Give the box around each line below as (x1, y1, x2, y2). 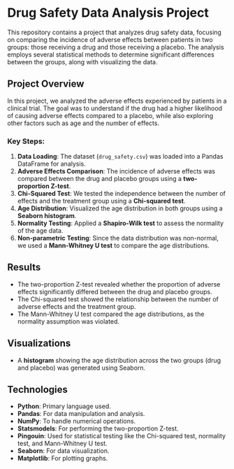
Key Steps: (7, 136, 45, 146)
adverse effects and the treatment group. (17, 302, 136, 310)
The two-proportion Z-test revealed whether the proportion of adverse (17, 280, 221, 288)
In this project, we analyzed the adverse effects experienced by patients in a (7, 96, 227, 105)
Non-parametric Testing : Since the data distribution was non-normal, (17, 234, 219, 243)
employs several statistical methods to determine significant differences (7, 50, 214, 59)
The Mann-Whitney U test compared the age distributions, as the (17, 310, 205, 318)
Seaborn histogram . (17, 212, 77, 220)
